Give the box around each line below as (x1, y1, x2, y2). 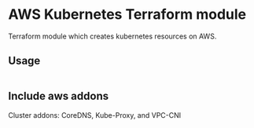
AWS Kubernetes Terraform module (8, 5, 247, 24)
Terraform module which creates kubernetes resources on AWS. (8, 31, 217, 41)
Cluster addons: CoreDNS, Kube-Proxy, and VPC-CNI (8, 110, 182, 119)
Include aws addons (8, 90, 109, 103)
